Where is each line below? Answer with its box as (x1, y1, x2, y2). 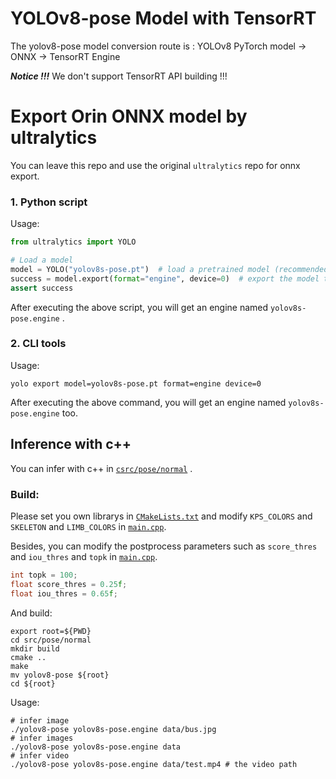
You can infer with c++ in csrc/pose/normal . (10, 462, 193, 474)
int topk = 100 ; (10, 570, 78, 580)
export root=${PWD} (10, 626, 92, 636)
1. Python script (10, 195, 88, 209)
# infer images (10, 733, 74, 743)
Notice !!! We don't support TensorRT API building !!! (10, 70, 228, 82)
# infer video (10, 750, 70, 761)
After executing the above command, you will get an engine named (10, 396, 287, 408)
